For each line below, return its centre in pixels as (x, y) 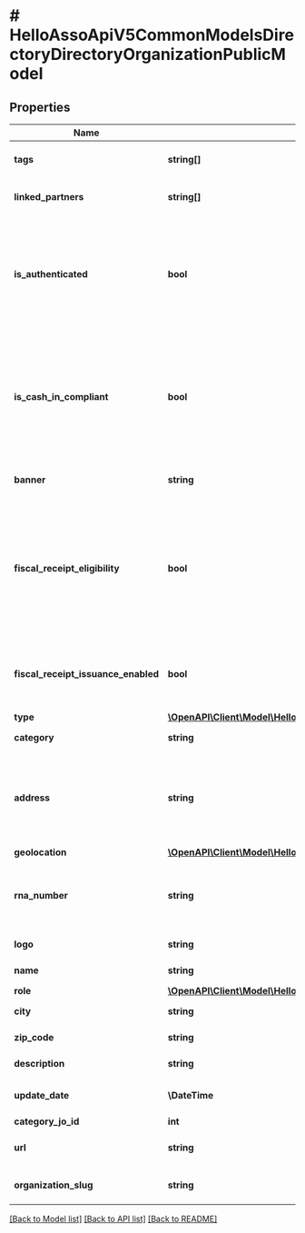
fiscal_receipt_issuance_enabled (87, 674)
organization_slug (54, 1185)
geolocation (40, 852)
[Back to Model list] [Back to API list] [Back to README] (113, 1219)
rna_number (41, 895)
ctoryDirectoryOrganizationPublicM (148, 55)
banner (30, 480)
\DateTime (191, 1095)
